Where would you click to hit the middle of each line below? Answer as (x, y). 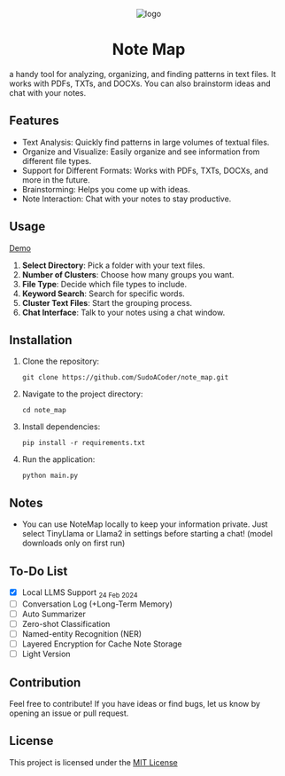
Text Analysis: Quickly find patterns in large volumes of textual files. (146, 142)
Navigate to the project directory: (82, 394)
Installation (41, 340)
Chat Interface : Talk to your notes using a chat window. (123, 312)
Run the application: (58, 459)
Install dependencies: (61, 427)
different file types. (57, 161)
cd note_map (44, 411)
